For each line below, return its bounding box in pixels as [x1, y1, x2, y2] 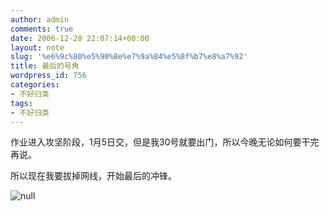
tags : [10, 98, 33, 108]
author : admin [10, 14, 70, 25]
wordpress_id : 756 [10, 71, 87, 81]
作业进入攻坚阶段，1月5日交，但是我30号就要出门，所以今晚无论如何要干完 [10, 136, 320, 148]
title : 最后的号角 [10, 61, 80, 71]
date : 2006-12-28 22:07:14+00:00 [10, 33, 150, 43]
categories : [10, 80, 60, 90]
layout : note [10, 42, 65, 53]
